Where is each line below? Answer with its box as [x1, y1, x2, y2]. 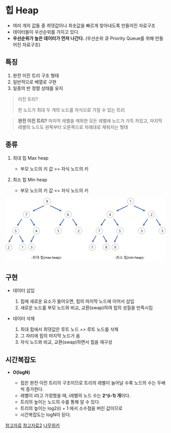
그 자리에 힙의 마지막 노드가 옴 [20, 333, 80, 339]
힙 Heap [5, 5, 39, 16]
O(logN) [12, 369, 31, 375]
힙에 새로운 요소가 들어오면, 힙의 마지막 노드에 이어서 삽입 [20, 299, 135, 305]
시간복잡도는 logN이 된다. [20, 412, 71, 418]
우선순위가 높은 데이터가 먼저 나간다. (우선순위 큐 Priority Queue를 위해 [12, 35, 154, 41]
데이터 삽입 [12, 287, 35, 293]
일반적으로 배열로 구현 [12, 78, 57, 85]
